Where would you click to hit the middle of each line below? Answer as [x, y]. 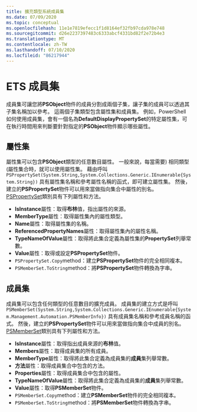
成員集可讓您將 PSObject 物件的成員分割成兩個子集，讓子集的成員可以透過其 [98, 104]
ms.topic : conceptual [33, 22]
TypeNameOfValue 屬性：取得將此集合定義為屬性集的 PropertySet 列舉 [100, 238]
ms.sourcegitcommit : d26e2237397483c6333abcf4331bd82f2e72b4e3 [86, 34]
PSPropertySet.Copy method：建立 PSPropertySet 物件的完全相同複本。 [100, 261]
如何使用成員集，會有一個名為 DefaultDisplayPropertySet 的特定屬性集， [94, 119]
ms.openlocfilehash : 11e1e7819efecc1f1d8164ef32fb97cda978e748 [86, 28]
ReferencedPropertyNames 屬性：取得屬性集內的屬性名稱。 [88, 231]
